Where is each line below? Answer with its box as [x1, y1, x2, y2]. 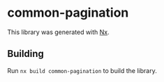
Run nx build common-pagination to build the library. [7, 66, 157, 74]
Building [7, 48, 44, 60]
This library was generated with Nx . [7, 28, 110, 36]
